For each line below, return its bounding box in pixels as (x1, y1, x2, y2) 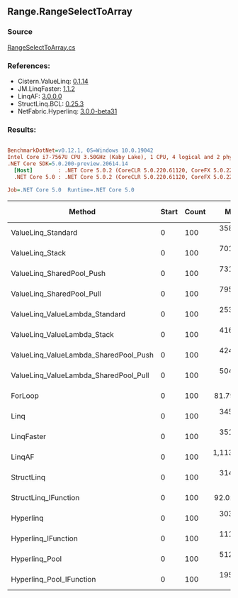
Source (7, 27, 33, 37)
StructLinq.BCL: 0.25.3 (17, 99, 84, 108)
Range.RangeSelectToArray (7, 6, 132, 18)
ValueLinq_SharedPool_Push (11, 268, 106, 278)
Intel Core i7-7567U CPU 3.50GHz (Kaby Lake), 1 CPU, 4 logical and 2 (7, 154, 220, 161)
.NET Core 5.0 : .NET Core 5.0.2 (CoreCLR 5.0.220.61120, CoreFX (13, 173, 211, 180)
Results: (7, 124, 37, 134)
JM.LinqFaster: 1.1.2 (17, 84, 76, 93)
